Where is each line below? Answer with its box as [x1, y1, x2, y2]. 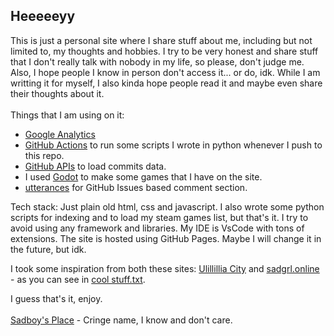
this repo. [24, 149, 65, 161]
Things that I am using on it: [10, 109, 125, 121]
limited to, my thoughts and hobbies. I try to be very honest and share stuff [10, 45, 319, 57]
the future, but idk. [10, 243, 87, 255]
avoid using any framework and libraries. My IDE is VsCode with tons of [10, 222, 305, 234]
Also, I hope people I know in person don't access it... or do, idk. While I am [10, 66, 321, 78]
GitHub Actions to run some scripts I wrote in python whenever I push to [24, 139, 323, 151]
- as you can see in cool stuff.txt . [10, 273, 146, 285]
